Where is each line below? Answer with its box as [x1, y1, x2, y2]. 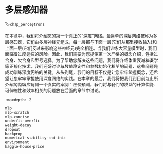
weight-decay [5, 122, 32, 128]
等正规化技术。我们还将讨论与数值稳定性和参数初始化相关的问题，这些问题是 [5, 63, 158, 69]
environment [5, 139, 29, 145]
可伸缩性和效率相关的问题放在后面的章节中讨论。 [5, 87, 103, 93]
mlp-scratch [5, 110, 29, 115]
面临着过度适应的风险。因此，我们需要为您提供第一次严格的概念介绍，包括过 [5, 51, 158, 57]
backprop [5, 131, 23, 136]
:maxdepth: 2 [5, 97, 32, 102]
